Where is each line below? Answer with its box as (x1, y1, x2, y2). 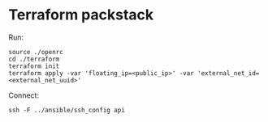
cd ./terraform (8, 55, 60, 63)
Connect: (8, 90, 39, 100)
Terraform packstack (8, 6, 154, 24)
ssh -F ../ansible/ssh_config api (8, 106, 126, 114)
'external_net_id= (197, 69, 260, 78)
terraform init (8, 62, 60, 70)
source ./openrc (8, 48, 63, 56)
